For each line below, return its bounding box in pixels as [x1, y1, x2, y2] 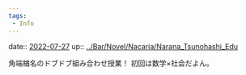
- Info [11, 19, 35, 27]
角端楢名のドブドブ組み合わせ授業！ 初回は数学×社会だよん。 [8, 58, 214, 68]
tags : [8, 11, 27, 20]
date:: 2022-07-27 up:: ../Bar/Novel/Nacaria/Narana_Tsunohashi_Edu [8, 41, 239, 51]
